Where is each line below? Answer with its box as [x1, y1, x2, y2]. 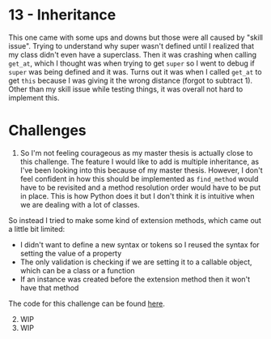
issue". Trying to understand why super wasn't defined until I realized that [8, 41, 255, 50]
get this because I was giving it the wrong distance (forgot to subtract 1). [8, 75, 253, 85]
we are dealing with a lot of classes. [19, 200, 140, 209]
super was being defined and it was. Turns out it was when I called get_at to [8, 67, 262, 76]
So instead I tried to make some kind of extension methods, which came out [8, 215, 261, 225]
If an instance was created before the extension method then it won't [19, 274, 251, 284]
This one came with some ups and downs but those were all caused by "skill [8, 32, 263, 42]
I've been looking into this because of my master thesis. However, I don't [19, 165, 263, 175]
